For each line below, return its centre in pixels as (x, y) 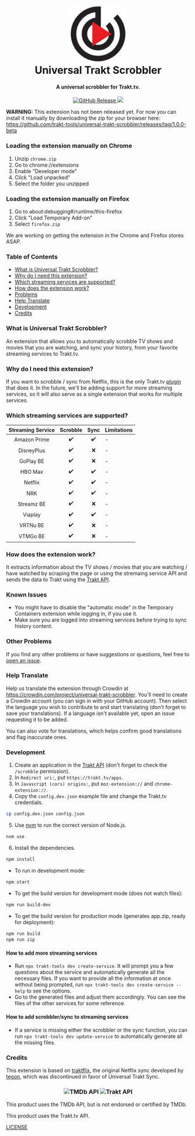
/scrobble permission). (42, 771)
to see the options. (49, 991)
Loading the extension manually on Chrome (69, 146)
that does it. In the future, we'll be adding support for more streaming (89, 388)
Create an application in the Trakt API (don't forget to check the (91, 765)
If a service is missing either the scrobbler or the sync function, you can (101, 1030)
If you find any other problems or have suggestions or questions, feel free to (98, 654)
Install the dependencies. (45, 847)
